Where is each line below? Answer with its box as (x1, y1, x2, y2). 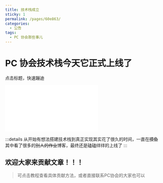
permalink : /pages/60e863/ (5, 16, 61, 21)
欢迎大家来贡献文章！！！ (5, 158, 83, 167)
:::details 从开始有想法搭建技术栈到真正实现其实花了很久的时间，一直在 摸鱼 (5, 136, 159, 142)
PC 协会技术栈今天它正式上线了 (5, 58, 132, 69)
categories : (5, 21, 30, 26)
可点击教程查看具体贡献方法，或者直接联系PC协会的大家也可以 (17, 172, 145, 178)
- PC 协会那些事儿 (9, 35, 43, 40)
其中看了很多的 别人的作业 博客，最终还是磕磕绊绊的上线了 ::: (5, 142, 128, 148)
